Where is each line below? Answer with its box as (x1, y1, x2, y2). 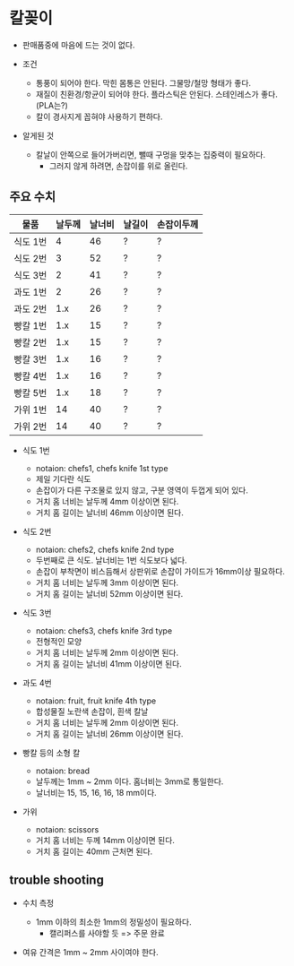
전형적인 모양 (35, 635, 82, 646)
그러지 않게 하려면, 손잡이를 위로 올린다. (48, 160, 188, 171)
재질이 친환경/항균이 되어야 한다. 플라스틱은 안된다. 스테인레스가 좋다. (35, 89, 278, 99)
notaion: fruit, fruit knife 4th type (35, 695, 157, 706)
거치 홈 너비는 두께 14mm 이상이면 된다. (35, 834, 175, 845)
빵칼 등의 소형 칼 (22, 747, 81, 758)
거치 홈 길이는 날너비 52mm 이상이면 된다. (35, 588, 184, 599)
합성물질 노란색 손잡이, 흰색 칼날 (35, 705, 149, 717)
